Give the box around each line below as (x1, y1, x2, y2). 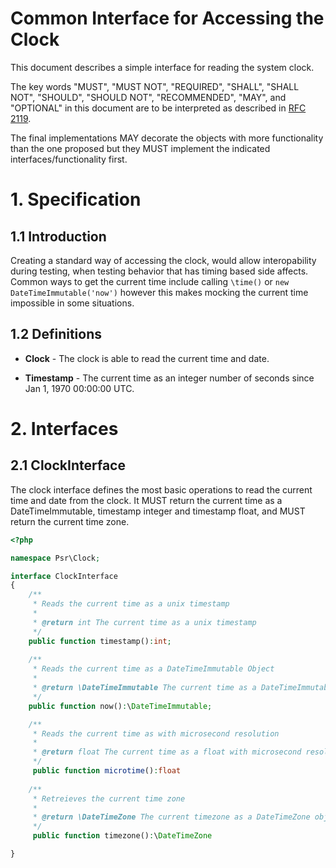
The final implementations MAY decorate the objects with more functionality (10, 132, 324, 144)
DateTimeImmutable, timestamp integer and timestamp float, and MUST (10, 505, 306, 517)
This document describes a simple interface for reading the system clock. (10, 61, 315, 73)
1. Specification (10, 188, 142, 211)
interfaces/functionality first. (10, 153, 128, 165)
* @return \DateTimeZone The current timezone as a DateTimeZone (32, 812, 311, 822)
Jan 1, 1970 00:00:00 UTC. (24, 382, 135, 394)
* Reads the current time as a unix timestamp (32, 599, 230, 609)
